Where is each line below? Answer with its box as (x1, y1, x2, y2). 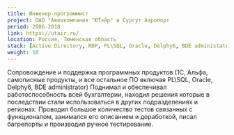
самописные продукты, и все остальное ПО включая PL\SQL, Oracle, (7, 75, 213, 84)
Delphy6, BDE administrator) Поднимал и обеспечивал (7, 83, 167, 91)
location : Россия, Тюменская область (7, 36, 117, 43)
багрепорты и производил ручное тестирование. (7, 120, 154, 128)
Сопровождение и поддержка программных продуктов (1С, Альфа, (7, 67, 208, 77)
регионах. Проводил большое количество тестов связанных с (7, 105, 193, 113)
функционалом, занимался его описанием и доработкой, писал (7, 112, 197, 120)
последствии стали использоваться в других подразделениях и (7, 97, 198, 106)
